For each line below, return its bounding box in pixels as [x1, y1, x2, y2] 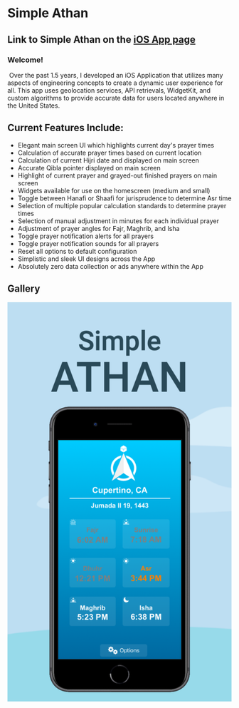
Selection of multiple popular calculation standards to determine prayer [17, 201, 227, 210]
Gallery [7, 283, 41, 295]
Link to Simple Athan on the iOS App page [7, 34, 196, 46]
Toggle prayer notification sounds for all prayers [17, 239, 159, 247]
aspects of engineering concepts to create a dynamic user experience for [7, 78, 223, 87]
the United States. [7, 101, 60, 110]
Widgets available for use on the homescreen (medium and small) [17, 186, 211, 195]
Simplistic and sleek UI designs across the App [17, 255, 156, 263]
